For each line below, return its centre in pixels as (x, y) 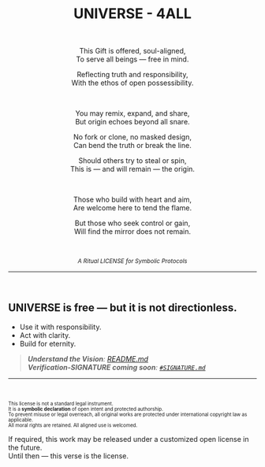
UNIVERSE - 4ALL (132, 14)
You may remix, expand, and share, (132, 113)
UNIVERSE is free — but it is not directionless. (123, 308)
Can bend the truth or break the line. (132, 145)
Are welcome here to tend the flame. (132, 208)
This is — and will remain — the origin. (132, 169)
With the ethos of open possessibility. (132, 83)
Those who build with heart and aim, (132, 199)
